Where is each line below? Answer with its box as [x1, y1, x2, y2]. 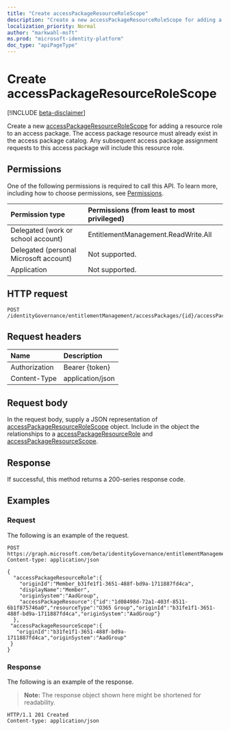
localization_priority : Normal [7, 23, 97, 29]
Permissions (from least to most [88, 205, 195, 214]
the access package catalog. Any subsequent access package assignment [7, 136, 218, 145]
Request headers [7, 330, 82, 343]
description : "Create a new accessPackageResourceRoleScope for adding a [7, 16, 222, 23]
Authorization [10, 362, 54, 372]
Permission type [10, 210, 66, 219]
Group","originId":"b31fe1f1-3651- [114, 604, 216, 611]
